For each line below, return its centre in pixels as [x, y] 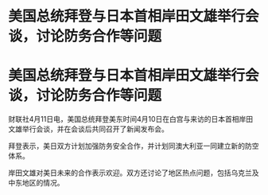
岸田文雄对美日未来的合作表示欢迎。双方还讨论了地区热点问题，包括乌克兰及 [134, 173]
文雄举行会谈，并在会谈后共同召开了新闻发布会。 [88, 129]
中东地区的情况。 [36, 183]
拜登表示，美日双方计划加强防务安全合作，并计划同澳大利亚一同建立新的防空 [134, 146]
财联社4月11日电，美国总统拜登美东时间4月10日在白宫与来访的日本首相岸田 [131, 119]
